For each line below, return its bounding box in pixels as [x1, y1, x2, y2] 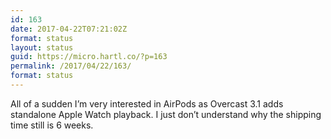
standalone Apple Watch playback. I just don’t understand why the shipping [10, 108, 322, 120]
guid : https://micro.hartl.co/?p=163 [10, 52, 168, 62]
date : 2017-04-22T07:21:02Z [10, 24, 128, 34]
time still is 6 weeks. [10, 119, 94, 131]
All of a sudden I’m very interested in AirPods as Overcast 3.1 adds [10, 97, 284, 110]
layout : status [10, 42, 74, 53]
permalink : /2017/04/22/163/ [10, 61, 132, 71]
